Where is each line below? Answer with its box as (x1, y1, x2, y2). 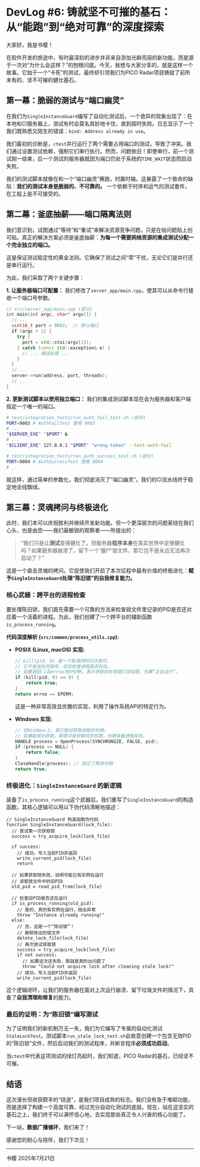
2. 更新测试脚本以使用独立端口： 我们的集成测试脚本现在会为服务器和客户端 (6, 395, 192, 402)
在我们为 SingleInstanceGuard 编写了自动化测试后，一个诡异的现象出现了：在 (6, 112, 193, 119)
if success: (11, 844, 42, 850)
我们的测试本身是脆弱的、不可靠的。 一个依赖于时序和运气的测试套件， (17, 183, 190, 190)
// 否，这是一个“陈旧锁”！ (17, 923, 75, 930)
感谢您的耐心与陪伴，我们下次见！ (6, 1137, 90, 1144)
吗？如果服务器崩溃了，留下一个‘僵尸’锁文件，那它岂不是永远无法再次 (20, 547, 191, 554)
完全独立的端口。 (11, 241, 54, 248)
